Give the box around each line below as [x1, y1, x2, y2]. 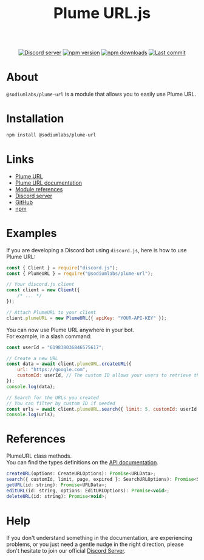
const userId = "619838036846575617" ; [6, 344, 104, 350]
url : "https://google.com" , [17, 367, 88, 373]
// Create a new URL [6, 355, 59, 361]
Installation [6, 112, 64, 126]
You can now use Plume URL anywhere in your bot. [6, 326, 135, 333]
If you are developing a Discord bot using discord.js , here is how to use [6, 246, 187, 253]
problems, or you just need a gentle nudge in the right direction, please [6, 541, 184, 548]
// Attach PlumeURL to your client [6, 309, 97, 316]
